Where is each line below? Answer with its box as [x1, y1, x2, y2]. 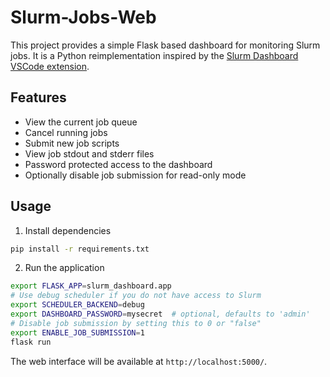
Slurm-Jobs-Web [10, 6, 157, 29]
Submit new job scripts [24, 137, 120, 149]
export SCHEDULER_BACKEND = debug [10, 300, 145, 310]
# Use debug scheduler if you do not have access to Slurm [10, 291, 262, 301]
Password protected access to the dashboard [24, 158, 213, 170]
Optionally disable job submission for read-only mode [24, 169, 247, 181]
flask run [10, 337, 52, 347]
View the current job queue [24, 116, 138, 128]
